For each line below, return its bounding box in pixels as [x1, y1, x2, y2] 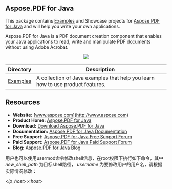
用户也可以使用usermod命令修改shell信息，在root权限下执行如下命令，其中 [5, 155, 164, 161]
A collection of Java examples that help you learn [36, 74, 155, 81]
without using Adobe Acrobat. [5, 44, 69, 50]
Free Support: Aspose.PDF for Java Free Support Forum [12, 133, 132, 140]
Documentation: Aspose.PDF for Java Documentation [12, 128, 127, 134]
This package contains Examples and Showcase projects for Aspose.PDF [5, 17, 160, 24]
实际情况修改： [5, 167, 37, 174]
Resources [5, 98, 40, 107]
